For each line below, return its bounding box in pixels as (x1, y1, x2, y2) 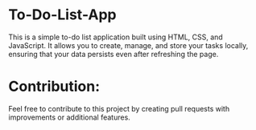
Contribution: (8, 78, 101, 95)
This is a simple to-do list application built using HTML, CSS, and (8, 32, 223, 42)
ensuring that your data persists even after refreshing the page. (8, 49, 219, 59)
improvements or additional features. (8, 112, 130, 122)
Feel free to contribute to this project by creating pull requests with (8, 104, 230, 113)
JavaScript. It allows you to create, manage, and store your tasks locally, (8, 40, 249, 50)
